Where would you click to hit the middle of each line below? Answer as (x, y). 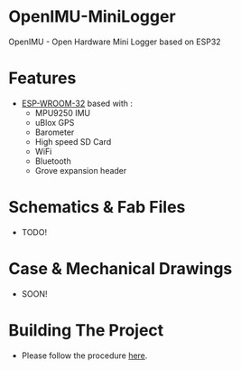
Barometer (55, 132)
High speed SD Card (73, 141)
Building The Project (86, 330)
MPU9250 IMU (63, 113)
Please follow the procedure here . (84, 356)
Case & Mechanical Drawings (120, 269)
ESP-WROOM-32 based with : (77, 103)
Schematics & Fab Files (97, 208)
